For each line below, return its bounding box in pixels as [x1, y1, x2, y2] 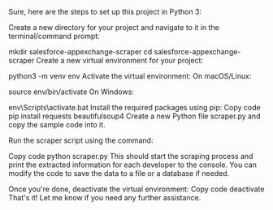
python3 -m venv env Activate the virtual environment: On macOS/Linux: [8, 71, 252, 80]
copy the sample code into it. [8, 120, 106, 129]
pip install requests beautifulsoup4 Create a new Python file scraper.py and [8, 111, 261, 121]
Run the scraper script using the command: [8, 135, 154, 145]
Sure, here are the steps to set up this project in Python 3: [8, 7, 201, 16]
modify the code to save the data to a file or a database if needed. [8, 169, 230, 178]
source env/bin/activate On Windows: [8, 87, 134, 96]
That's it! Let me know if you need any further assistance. [8, 193, 201, 202]
